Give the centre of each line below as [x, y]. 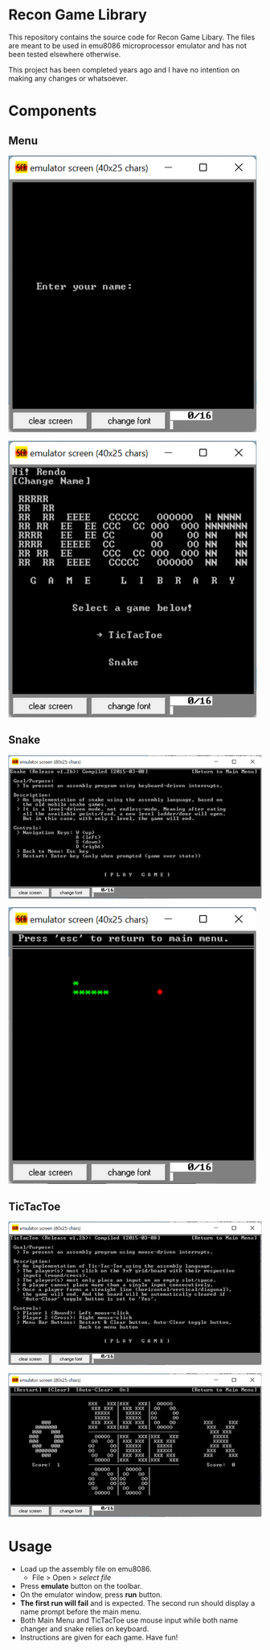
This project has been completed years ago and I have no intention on [124, 69]
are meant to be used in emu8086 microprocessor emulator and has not [128, 45]
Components [53, 111]
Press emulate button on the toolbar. [81, 1586]
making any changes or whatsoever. [68, 78]
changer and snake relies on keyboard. [84, 1629]
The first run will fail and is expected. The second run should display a [137, 1603]
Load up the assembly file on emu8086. [86, 1569]
